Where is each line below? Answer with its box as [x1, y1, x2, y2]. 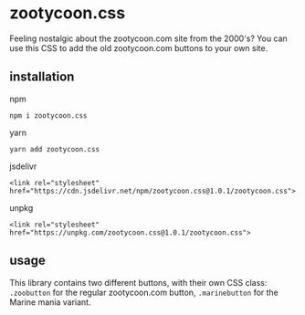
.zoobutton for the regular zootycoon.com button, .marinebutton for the [9, 287, 279, 298]
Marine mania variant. [9, 296, 91, 308]
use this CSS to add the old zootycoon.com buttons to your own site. [9, 42, 268, 53]
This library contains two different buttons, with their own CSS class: [9, 277, 268, 288]
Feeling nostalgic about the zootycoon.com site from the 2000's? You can [9, 33, 288, 44]
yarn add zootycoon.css [9, 144, 100, 153]
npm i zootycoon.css [9, 110, 89, 121]
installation [9, 69, 75, 85]
